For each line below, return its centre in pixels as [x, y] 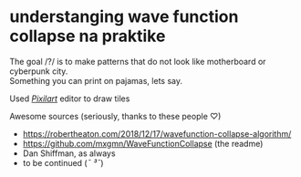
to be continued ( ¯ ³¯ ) [63, 162]
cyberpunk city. [39, 71]
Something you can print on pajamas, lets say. [96, 80]
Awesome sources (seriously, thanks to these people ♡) [115, 116]
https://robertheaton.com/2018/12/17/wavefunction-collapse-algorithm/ [157, 133]
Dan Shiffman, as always [69, 153]
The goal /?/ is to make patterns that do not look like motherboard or [138, 61]
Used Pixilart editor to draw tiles [70, 99]
